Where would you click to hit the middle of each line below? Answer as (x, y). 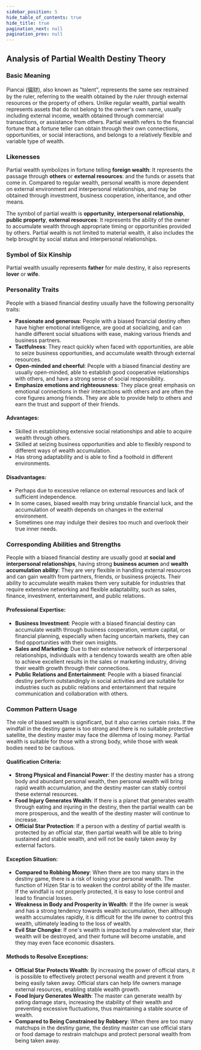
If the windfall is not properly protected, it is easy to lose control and (99, 892)
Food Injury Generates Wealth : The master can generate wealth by (98, 996)
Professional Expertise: (36, 610)
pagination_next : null (34, 29)
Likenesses (23, 157)
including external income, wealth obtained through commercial (85, 116)
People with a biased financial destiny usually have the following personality (100, 303)
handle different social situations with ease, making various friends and (103, 334)
